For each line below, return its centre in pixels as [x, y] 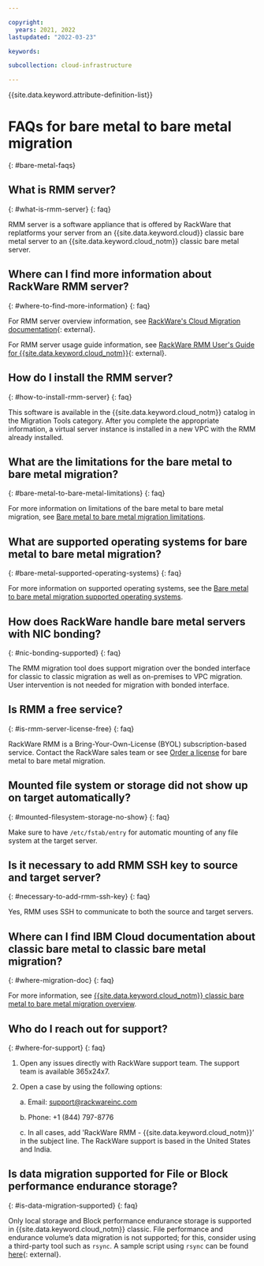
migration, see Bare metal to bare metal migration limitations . [107, 517]
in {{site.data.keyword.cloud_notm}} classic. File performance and [115, 1229]
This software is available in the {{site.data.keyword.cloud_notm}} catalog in [132, 412]
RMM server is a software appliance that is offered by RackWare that [120, 224]
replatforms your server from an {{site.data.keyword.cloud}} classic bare [126, 233]
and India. [36, 1149]
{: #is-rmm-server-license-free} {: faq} [71, 728]
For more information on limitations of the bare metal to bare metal [116, 509]
